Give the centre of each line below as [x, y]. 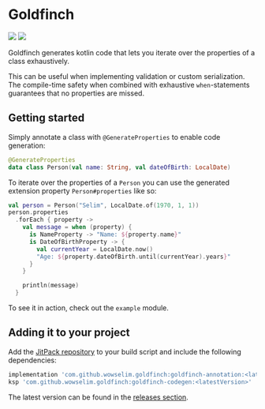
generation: [27, 145]
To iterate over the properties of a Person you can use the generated [119, 182]
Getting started [47, 118]
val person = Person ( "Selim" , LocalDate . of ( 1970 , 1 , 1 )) [104, 205]
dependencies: [32, 360]
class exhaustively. [39, 61]
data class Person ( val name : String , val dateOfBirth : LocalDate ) [119, 167]
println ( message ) [51, 286]
